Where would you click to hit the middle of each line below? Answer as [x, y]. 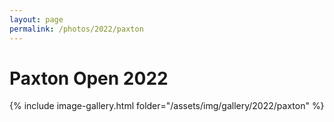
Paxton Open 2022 [89, 78]
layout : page [36, 19]
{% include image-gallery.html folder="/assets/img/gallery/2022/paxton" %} [167, 106]
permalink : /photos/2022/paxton [76, 29]
